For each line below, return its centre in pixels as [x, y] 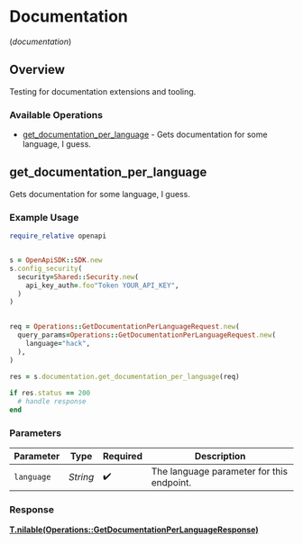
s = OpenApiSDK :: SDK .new [56, 260]
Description [220, 457]
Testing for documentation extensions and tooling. [103, 91]
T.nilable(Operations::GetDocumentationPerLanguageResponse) [134, 530]
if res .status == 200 [50, 394]
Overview [37, 70]
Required [122, 457]
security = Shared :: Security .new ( [78, 277]
